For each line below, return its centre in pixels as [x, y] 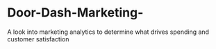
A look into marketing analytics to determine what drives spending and [108, 32]
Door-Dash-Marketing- [75, 13]
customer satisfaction [38, 39]
